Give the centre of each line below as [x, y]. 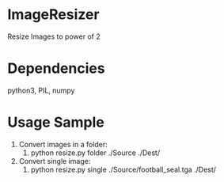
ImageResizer [53, 15]
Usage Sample [56, 122]
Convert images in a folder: [63, 144]
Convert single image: [55, 161]
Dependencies [56, 68]
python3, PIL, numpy [41, 90]
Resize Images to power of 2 [54, 36]
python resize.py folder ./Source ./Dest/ [95, 153]
